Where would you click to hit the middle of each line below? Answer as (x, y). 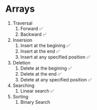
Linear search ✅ (37, 91)
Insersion (22, 40)
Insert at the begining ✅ (45, 45)
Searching (23, 85)
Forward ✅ (32, 28)
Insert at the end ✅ (40, 51)
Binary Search (35, 102)
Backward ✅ (33, 34)
